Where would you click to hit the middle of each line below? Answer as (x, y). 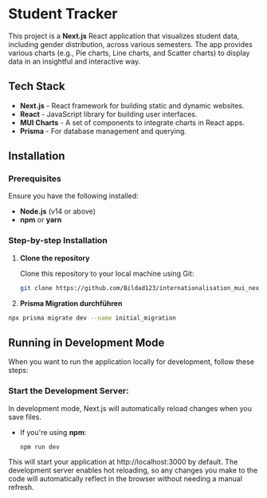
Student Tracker (63, 14)
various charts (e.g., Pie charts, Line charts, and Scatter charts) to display (129, 53)
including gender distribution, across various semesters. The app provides (130, 44)
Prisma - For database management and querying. (103, 131)
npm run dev (39, 447)
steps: (18, 371)
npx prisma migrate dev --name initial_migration (92, 318)
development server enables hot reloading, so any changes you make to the (133, 470)
